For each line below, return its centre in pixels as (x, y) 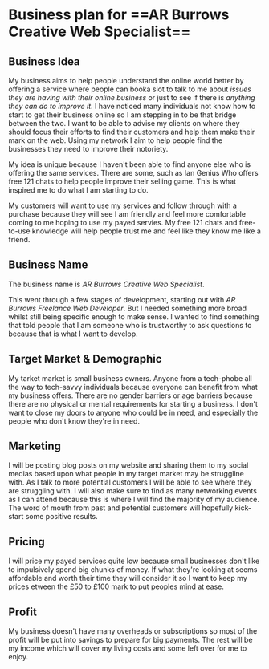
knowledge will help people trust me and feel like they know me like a (146, 231)
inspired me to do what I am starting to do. (78, 190)
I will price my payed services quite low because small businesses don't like (134, 561)
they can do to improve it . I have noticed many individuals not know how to (132, 106)
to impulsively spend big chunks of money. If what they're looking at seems (133, 570)
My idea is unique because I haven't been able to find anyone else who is (130, 164)
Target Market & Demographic (85, 359)
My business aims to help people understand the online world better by (126, 81)
